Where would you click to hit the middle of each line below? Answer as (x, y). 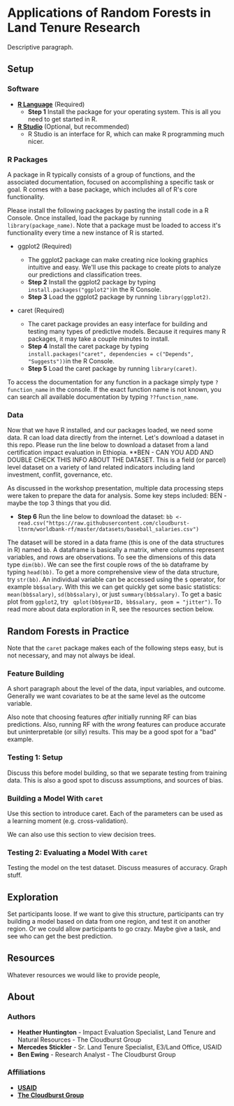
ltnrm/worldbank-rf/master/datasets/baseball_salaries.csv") (108, 530)
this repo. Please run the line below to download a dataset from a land (108, 445)
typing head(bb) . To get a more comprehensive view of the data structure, (114, 572)
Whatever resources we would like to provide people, (84, 975)
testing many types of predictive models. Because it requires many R (127, 331)
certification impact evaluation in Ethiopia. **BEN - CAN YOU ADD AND (111, 453)
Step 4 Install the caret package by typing (88, 346)
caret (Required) (41, 310)
